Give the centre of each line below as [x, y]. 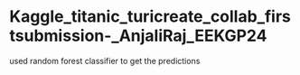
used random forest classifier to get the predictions [105, 61]
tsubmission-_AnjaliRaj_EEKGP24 [138, 36]
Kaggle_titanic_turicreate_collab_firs [150, 17]
